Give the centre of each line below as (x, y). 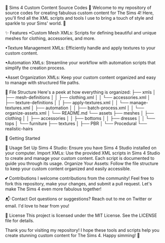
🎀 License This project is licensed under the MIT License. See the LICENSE (81, 215)
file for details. (20, 221)
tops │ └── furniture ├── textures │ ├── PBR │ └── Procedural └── (76, 123)
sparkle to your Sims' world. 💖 (36, 23)
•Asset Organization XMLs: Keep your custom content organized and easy (81, 77)
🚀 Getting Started (23, 138)
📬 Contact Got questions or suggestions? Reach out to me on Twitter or (79, 199)
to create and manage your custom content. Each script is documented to (80, 158)
